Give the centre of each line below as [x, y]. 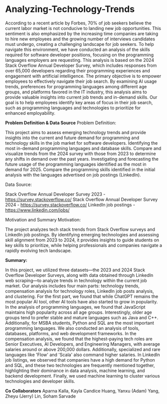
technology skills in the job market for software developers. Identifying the [82, 143]
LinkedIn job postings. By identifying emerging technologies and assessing [82, 234]
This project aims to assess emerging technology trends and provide [76, 132]
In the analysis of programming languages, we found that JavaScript [75, 307]
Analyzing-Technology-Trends [70, 9]
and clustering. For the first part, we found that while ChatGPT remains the [82, 296]
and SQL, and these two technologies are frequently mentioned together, [80, 365]
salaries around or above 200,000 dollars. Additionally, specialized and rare [83, 349]
